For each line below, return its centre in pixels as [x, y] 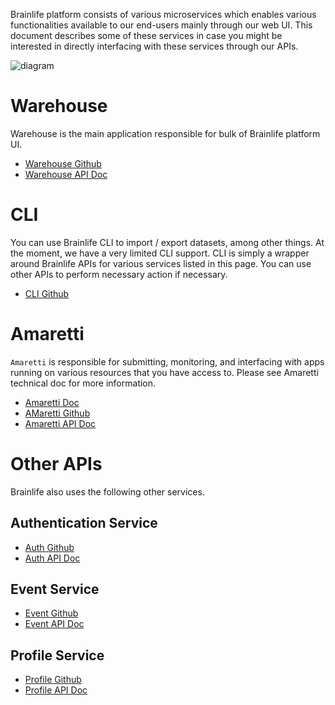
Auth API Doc [52, 558]
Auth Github [49, 547]
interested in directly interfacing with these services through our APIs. [154, 46]
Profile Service [57, 655]
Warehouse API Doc [66, 174]
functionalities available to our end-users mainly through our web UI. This [161, 25]
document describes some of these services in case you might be [146, 35]
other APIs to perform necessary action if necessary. [119, 274]
